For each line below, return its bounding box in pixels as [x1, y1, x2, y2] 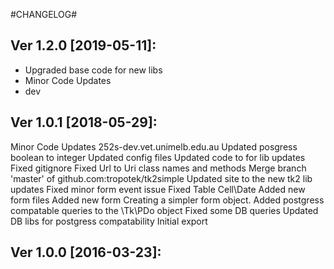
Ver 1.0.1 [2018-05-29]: [10, 114, 158, 131]
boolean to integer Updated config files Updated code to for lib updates [10, 151, 306, 163]
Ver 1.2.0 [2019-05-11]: [10, 37, 157, 54]
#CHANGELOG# [10, 9, 78, 20]
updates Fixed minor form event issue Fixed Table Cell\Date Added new [10, 183, 306, 195]
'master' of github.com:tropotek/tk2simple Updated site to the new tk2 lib [10, 172, 313, 184]
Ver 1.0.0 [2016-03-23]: [10, 244, 162, 261]
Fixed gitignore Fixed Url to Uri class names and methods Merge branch [10, 162, 307, 174]
